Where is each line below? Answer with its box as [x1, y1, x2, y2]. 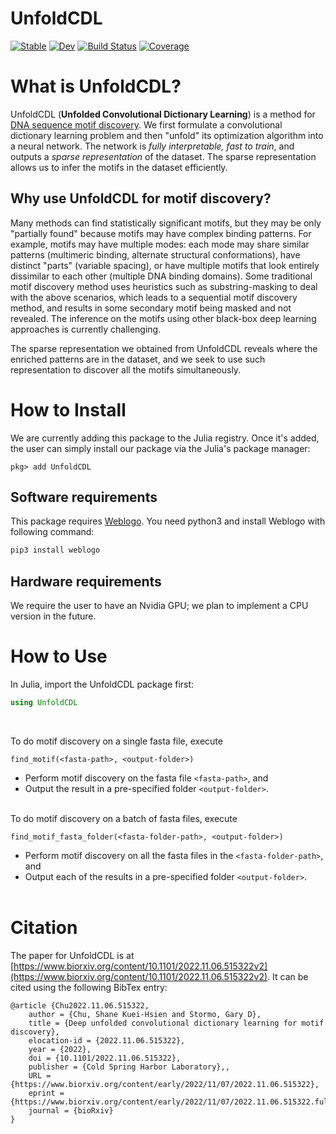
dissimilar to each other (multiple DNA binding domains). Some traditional [10, 270, 313, 282]
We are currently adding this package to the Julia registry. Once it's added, [10, 432, 320, 444]
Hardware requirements [10, 573, 162, 590]
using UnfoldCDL [10, 698, 78, 708]
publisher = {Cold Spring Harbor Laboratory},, [28, 1062, 230, 1072]
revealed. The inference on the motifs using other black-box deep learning [10, 312, 317, 324]
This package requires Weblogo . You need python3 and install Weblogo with [10, 515, 326, 527]
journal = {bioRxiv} [28, 1105, 114, 1116]
